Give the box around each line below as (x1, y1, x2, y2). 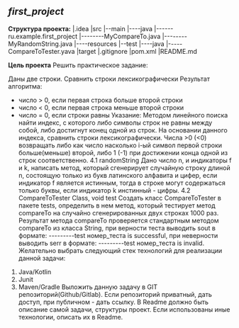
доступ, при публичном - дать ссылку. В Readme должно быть (18, 298, 209, 306)
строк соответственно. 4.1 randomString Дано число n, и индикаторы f (18, 156, 233, 164)
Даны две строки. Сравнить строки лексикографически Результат (8, 74, 210, 83)
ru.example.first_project (8, 32, 78, 40)
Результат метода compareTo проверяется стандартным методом (18, 216, 219, 225)
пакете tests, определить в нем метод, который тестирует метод (18, 201, 216, 210)
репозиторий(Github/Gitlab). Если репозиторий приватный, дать (18, 290, 212, 298)
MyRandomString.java (8, 39, 73, 48)
